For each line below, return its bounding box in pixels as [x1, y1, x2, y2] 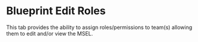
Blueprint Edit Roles [6, 4, 106, 18]
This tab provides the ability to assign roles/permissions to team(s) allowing [6, 24, 193, 31]
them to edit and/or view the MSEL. [6, 30, 93, 37]
